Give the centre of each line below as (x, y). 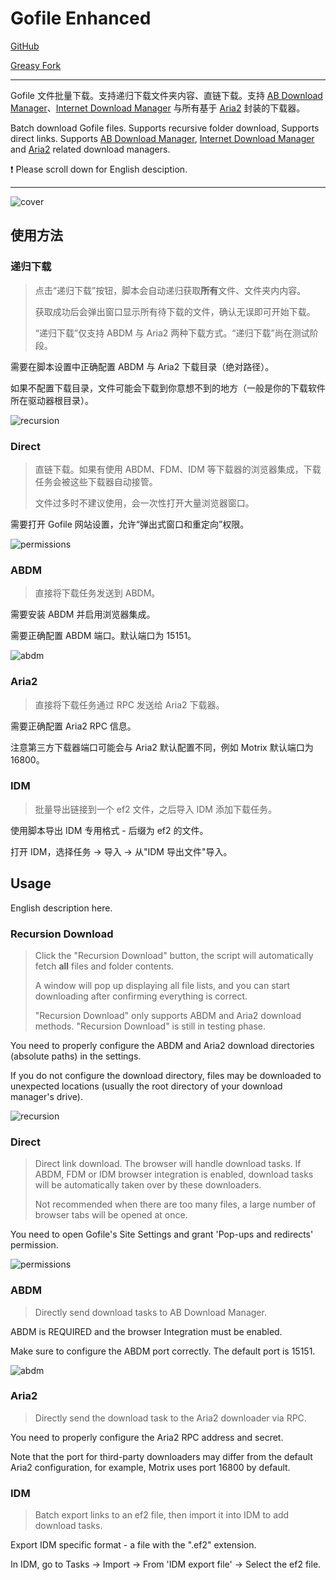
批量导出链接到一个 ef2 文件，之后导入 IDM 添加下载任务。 (155, 809)
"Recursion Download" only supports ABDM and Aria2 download (168, 1015)
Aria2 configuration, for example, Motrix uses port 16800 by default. (150, 1467)
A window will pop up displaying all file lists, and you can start (162, 985)
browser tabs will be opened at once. (111, 1215)
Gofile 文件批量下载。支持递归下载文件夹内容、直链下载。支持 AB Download (166, 95)
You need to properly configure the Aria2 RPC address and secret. (147, 1437)
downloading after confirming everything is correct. (141, 996)
